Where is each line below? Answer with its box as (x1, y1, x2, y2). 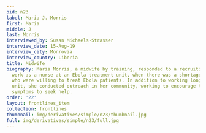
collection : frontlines (6, 105, 67, 112)
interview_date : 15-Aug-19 (6, 44, 75, 50)
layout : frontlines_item (6, 100, 70, 106)
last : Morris (6, 32, 40, 38)
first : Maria (6, 20, 40, 26)
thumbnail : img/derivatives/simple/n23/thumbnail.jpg (6, 112, 147, 118)
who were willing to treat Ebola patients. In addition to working (12, 77, 188, 83)
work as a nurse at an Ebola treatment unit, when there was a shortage (12, 72, 202, 78)
